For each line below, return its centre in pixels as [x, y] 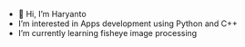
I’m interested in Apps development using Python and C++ [128, 23]
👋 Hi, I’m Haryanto [52, 14]
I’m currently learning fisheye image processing [107, 33]
